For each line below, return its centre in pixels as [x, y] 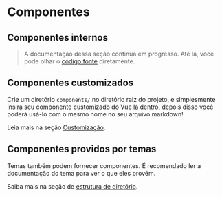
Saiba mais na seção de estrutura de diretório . [73, 186]
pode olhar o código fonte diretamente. [79, 61]
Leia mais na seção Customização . [56, 127]
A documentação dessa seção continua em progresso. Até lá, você [119, 54]
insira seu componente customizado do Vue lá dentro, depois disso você [110, 107]
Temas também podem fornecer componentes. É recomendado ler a [104, 165]
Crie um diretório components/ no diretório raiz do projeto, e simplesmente [111, 99]
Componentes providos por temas [82, 149]
